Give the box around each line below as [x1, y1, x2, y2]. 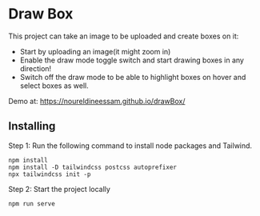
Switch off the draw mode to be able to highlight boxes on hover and [19, 72, 246, 82]
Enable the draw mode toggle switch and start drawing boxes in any [19, 55, 244, 65]
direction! [19, 63, 52, 73]
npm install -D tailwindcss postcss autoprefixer [8, 163, 178, 171]
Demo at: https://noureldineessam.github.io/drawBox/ [8, 96, 186, 106]
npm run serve [8, 199, 56, 208]
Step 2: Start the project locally [8, 184, 110, 194]
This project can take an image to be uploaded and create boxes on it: [8, 31, 239, 41]
